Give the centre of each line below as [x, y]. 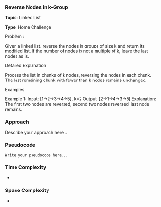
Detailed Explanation [25, 66]
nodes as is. [17, 56]
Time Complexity [26, 167]
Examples [15, 90]
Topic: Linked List [23, 18]
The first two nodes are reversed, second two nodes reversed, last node [77, 104]
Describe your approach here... [36, 132]
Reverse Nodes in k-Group [37, 7]
